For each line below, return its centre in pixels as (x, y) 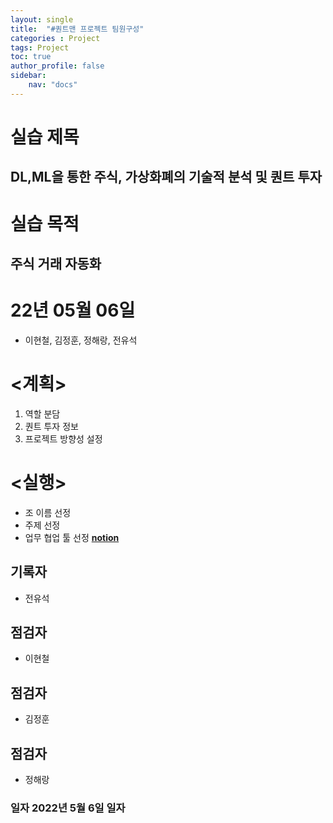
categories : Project (55, 38)
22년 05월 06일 (73, 310)
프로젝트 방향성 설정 (63, 438)
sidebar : (28, 76)
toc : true (31, 57)
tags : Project (40, 47)
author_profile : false (57, 66)
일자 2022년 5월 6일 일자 (68, 808)
